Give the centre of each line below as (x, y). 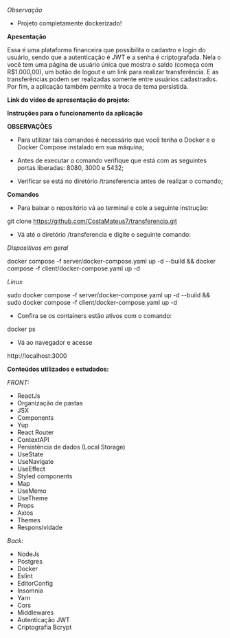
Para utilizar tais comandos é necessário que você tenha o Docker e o (116, 140)
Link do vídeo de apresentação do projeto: (69, 100)
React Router (35, 432)
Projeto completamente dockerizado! (69, 23)
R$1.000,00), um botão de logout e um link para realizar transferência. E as (113, 72)
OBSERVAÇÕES (30, 126)
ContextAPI (33, 439)
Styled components (45, 476)
